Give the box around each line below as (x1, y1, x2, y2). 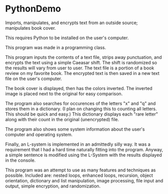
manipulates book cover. (5, 25, 56, 31)
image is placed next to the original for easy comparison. (5, 90, 123, 96)
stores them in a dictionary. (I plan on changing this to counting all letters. (5, 106, 157, 112)
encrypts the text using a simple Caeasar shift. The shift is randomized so (5, 59, 157, 65)
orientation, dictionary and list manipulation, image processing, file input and (5, 177, 163, 183)
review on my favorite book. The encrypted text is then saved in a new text (5, 70, 159, 76)
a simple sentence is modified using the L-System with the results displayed (5, 152, 162, 158)
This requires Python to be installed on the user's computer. (5, 35, 129, 41)
